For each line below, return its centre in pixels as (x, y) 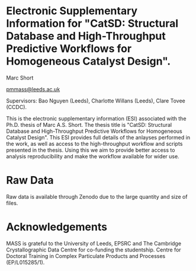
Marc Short (20, 78)
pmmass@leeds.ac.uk (33, 89)
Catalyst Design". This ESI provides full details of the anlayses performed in (98, 137)
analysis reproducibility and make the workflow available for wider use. (93, 156)
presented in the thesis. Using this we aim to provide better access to (91, 150)
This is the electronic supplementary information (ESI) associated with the (96, 118)
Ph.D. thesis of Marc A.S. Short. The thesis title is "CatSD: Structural (89, 125)
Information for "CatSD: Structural (92, 23)
